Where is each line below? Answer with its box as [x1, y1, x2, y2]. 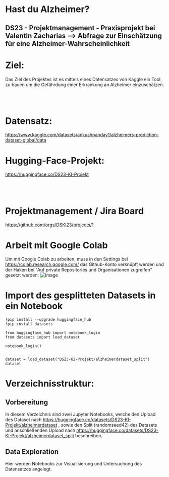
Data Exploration [5, 447, 59, 456]
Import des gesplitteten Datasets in [5, 290, 156, 301]
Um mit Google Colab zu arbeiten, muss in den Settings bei [5, 256, 128, 262]
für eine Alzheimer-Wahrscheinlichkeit [5, 39, 130, 48]
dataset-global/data [5, 137, 46, 143]
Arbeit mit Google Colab [5, 239, 108, 251]
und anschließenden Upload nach [5, 427, 76, 434]
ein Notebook [5, 301, 63, 312]
